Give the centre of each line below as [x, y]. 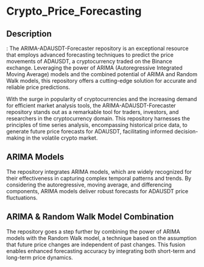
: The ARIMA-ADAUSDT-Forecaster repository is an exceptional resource [97, 48]
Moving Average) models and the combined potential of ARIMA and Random [102, 74]
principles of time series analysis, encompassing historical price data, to [97, 125]
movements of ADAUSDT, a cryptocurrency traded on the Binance [89, 61]
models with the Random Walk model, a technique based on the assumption [101, 238]
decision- [186, 131]
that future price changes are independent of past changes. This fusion [96, 244]
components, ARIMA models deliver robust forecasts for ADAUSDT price [97, 191]
